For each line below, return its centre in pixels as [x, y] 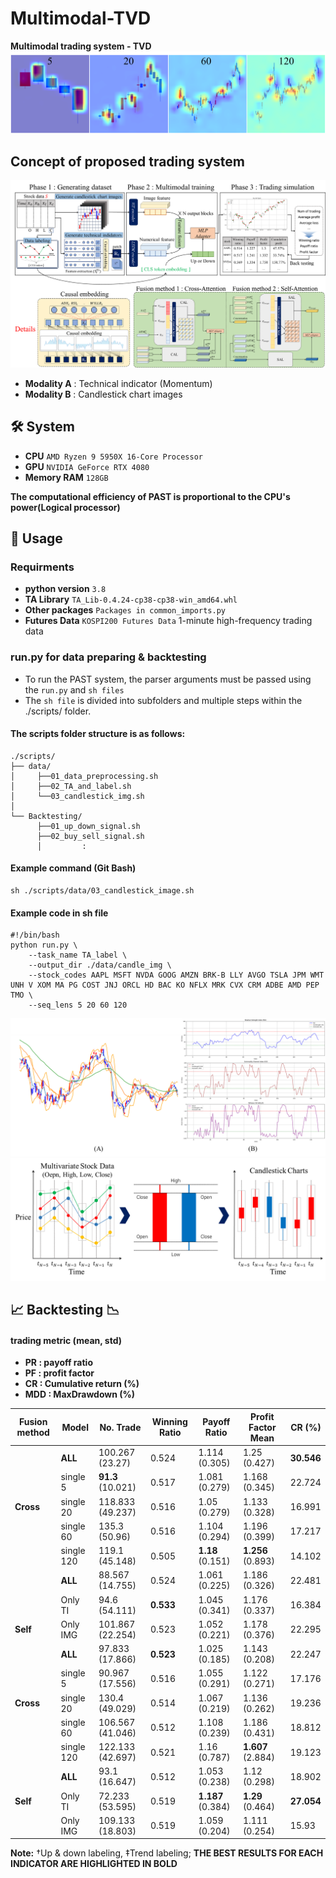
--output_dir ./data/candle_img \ [100, 965]
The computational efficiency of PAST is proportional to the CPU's [150, 496]
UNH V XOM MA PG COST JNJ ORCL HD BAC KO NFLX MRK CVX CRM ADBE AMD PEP [165, 985]
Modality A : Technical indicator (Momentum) [118, 383]
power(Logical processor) [65, 507]
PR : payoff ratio [59, 1363]
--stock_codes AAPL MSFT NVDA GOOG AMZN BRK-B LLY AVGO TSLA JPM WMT [176, 975]
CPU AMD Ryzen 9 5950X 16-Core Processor [113, 456]
